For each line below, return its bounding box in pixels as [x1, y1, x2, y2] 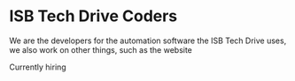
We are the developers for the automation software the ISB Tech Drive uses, [9, 35, 287, 46]
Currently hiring [9, 62, 66, 72]
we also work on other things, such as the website [9, 44, 193, 55]
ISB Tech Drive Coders [9, 6, 178, 26]
